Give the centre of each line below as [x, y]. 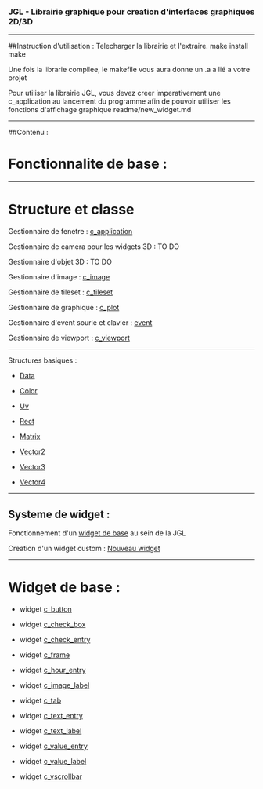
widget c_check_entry [55, 639]
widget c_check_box [52, 624]
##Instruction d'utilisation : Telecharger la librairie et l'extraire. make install [128, 46]
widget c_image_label [54, 685]
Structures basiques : [43, 360]
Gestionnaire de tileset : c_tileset [61, 292]
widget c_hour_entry [52, 670]
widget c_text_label [50, 731]
